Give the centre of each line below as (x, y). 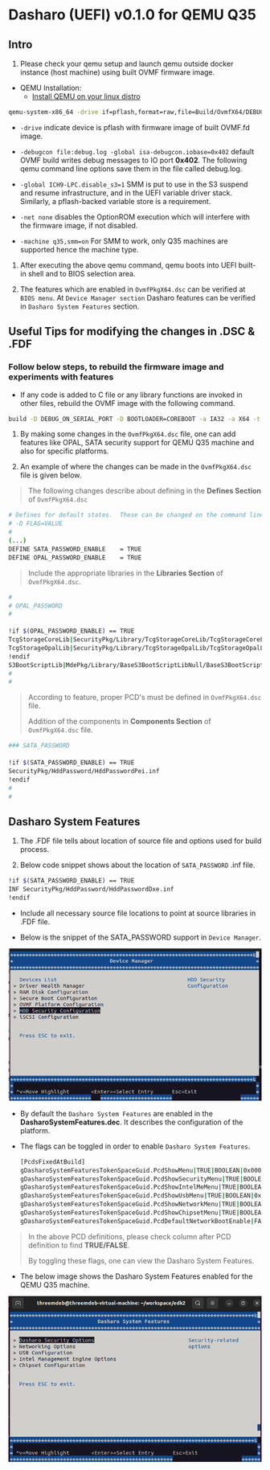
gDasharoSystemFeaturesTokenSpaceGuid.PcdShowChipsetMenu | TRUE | (130, 1213)
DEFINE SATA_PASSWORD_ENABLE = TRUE (75, 549)
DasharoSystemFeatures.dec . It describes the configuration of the (131, 1122)
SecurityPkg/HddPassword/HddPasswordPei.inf (84, 771)
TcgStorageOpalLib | (41, 648)
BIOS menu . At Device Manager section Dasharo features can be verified (137, 297)
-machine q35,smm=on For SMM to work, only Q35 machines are (124, 241)
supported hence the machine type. (79, 249)
